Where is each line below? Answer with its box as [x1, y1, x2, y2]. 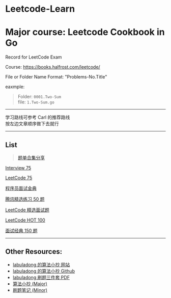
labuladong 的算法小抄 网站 [12, 261, 70, 267]
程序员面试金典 [5, 185, 37, 191]
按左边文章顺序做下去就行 [5, 121, 59, 127]
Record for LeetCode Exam [5, 54, 62, 60]
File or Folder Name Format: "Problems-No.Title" [5, 74, 107, 80]
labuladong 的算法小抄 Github [12, 268, 75, 274]
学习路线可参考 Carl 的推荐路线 [5, 114, 70, 120]
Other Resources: [5, 248, 63, 256]
